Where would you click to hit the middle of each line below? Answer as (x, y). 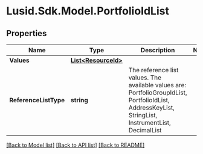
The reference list (153, 70)
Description (158, 50)
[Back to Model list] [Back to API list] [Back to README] (76, 145)
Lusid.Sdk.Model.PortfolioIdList (88, 11)
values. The (145, 78)
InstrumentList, (150, 123)
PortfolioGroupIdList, (158, 93)
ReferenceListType (37, 100)
